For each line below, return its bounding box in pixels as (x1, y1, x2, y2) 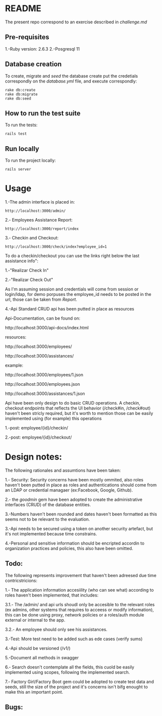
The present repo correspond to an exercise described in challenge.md (5, 19, 147, 25)
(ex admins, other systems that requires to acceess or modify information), (5, 607, 154, 613)
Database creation (5, 60, 62, 68)
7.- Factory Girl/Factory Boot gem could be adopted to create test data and (5, 679, 154, 684)
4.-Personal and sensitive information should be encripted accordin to (5, 540, 145, 546)
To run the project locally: (5, 157, 56, 163)
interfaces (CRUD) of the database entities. (5, 502, 91, 508)
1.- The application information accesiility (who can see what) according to (5, 587, 154, 593)
